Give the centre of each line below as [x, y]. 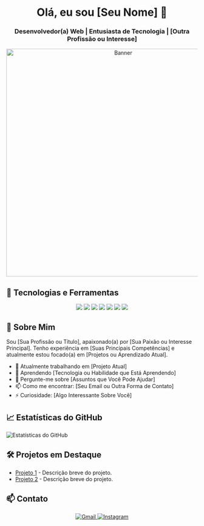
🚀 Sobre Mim [31, 327]
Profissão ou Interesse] [102, 39]
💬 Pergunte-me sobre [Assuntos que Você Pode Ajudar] [85, 380]
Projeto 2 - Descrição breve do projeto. [64, 479]
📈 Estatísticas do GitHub [54, 418]
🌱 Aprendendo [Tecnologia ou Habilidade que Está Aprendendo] [95, 373]
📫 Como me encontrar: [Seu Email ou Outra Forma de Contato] [94, 386]
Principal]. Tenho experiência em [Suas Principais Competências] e [90, 348]
